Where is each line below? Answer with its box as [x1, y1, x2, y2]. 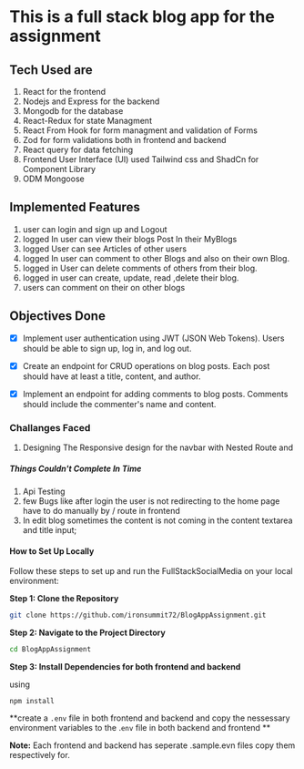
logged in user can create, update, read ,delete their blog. [22, 272, 239, 283]
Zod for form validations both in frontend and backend [22, 135, 227, 145]
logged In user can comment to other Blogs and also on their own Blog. [22, 252, 289, 263]
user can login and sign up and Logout [22, 223, 167, 234]
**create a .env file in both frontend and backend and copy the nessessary [9, 713, 290, 723]
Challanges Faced [9, 421, 91, 434]
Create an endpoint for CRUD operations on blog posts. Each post [22, 360, 270, 371]
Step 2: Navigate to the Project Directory [9, 627, 166, 639]
